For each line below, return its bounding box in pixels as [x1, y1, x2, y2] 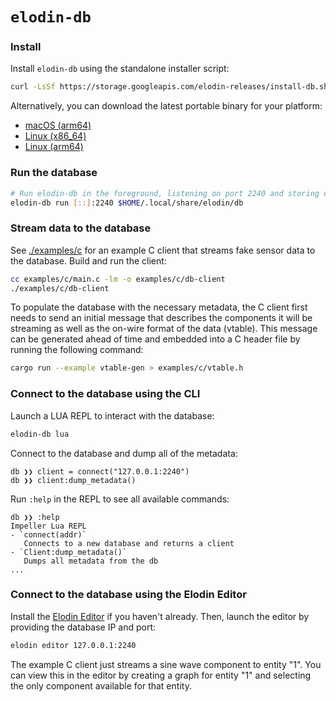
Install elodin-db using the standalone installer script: [10, 63, 230, 75]
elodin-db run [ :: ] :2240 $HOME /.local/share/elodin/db [10, 198, 244, 208]
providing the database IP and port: [10, 621, 157, 633]
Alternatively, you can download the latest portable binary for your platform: [10, 100, 323, 112]
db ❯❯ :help [10, 512, 60, 522]
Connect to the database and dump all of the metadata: [10, 447, 238, 459]
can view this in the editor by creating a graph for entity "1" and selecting [10, 669, 312, 681]
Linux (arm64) [24, 141, 84, 153]
